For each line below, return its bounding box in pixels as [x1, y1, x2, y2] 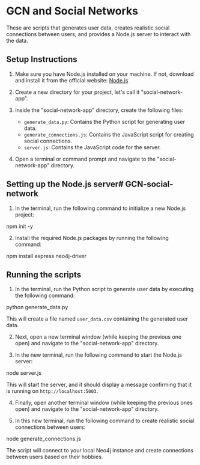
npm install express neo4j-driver [6, 252, 87, 259]
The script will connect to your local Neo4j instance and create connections [6, 447, 194, 454]
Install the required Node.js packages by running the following [14, 234, 169, 241]
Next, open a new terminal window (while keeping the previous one [14, 333, 182, 340]
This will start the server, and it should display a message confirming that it [6, 381, 192, 389]
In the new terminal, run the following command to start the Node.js [14, 351, 182, 359]
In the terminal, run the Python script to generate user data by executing [14, 286, 194, 293]
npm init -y [6, 223, 33, 230]
